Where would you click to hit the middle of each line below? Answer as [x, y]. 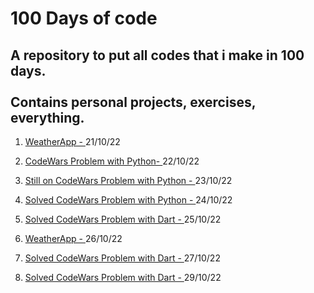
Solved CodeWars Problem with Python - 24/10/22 [128, 200]
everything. [47, 117]
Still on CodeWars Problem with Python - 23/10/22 [128, 180]
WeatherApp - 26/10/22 [73, 238]
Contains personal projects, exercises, [133, 102]
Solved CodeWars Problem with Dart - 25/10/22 [123, 219]
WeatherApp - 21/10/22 [72, 141]
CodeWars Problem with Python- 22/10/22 [112, 161]
